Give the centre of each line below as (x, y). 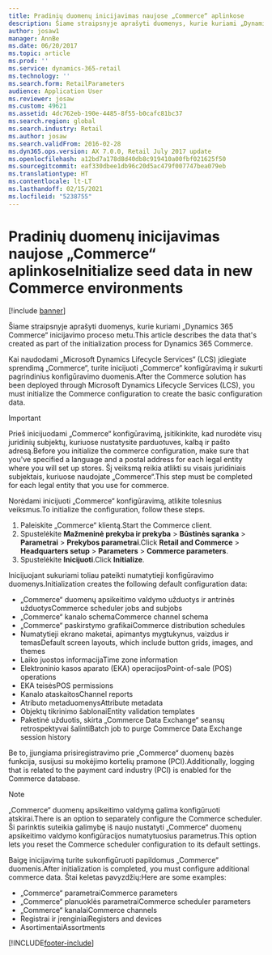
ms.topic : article (39, 53)
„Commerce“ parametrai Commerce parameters (99, 893)
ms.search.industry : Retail (56, 129)
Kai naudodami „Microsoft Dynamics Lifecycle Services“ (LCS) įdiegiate (127, 359)
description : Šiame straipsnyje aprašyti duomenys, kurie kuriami (123, 23)
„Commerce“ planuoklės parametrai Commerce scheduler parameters (135, 901)
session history (45, 736)
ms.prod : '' (28, 62)
